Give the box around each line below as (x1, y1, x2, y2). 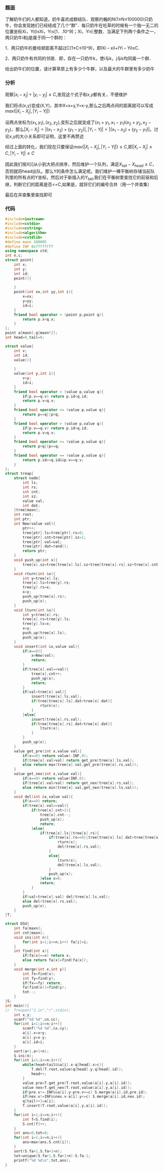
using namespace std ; (5, 249, 49, 253)
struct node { (14, 476, 41, 481)
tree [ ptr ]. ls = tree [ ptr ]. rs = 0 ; (22, 530, 84, 535)
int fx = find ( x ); (22, 971, 56, 976)
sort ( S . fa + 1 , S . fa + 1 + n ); (14, 1149, 62, 1153)
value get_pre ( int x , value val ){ (14, 749, 82, 754)
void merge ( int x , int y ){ (14, 966, 67, 972)
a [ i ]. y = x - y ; (22, 1035, 47, 1040)
